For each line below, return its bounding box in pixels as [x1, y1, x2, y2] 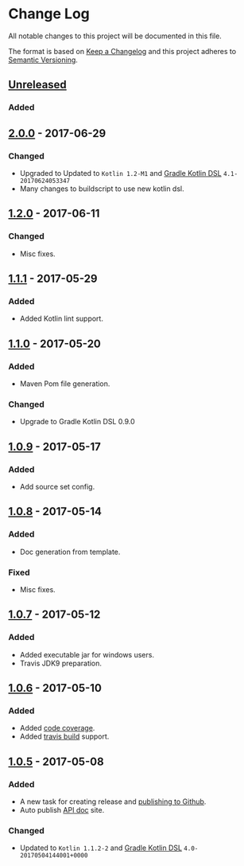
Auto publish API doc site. [19, 806, 105, 815]
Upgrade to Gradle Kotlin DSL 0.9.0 [19, 417, 135, 427]
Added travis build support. [19, 731, 110, 741]
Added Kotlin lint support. [19, 314, 103, 323]
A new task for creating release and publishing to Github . [19, 797, 207, 806]
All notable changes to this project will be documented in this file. [8, 31, 223, 41]
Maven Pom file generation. [19, 379, 110, 388]
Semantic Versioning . [8, 55, 78, 64]
